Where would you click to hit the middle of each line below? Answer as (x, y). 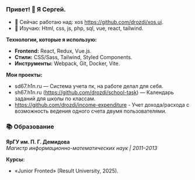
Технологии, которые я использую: (52, 40)
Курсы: (15, 159)
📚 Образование (30, 127)
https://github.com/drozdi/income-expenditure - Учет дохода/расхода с (102, 105)
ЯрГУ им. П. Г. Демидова (38, 142)
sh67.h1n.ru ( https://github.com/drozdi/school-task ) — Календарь (94, 93)
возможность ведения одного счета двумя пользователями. (90, 111)
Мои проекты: (24, 75)
